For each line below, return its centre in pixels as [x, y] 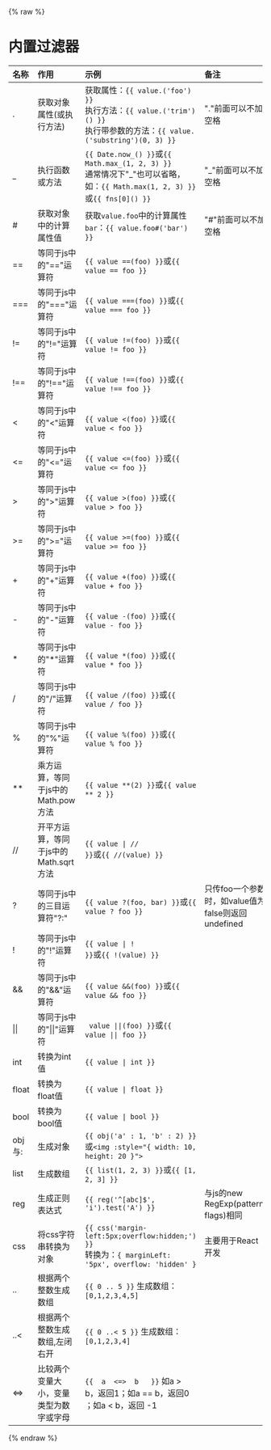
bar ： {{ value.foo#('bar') [136, 227]
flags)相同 [224, 1215]
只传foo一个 [227, 889]
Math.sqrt [56, 862]
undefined [224, 924]
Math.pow [56, 800]
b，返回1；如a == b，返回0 [137, 1393]
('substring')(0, [118, 140]
